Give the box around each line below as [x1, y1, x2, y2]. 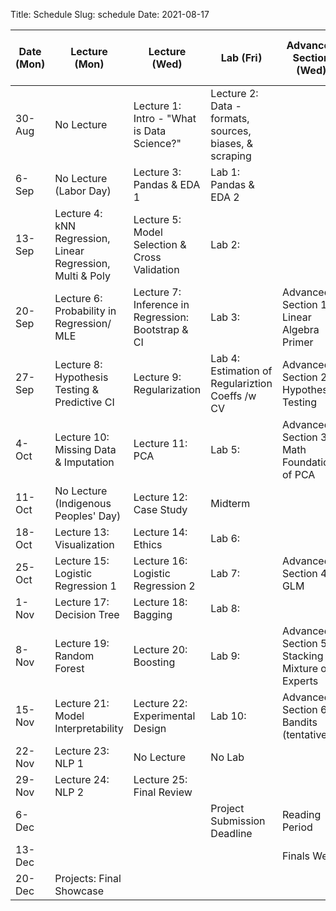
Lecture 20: [133, 643, 188, 656]
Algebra [281, 323, 320, 336]
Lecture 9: [133, 370, 182, 384]
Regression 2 [133, 579, 196, 593]
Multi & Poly [54, 269, 111, 283]
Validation [133, 263, 180, 276]
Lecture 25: [133, 773, 188, 786]
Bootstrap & [133, 323, 189, 336]
